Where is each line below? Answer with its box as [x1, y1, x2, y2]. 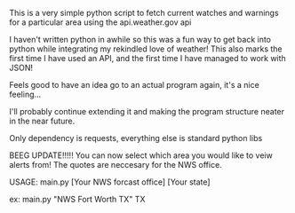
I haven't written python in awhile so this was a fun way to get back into [9, 35, 271, 44]
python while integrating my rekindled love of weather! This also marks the [9, 43, 283, 54]
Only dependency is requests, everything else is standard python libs [9, 133, 263, 143]
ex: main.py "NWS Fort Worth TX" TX [9, 194, 146, 204]
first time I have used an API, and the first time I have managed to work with [9, 53, 286, 63]
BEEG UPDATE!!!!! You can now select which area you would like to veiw [9, 150, 273, 161]
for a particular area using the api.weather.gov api [9, 17, 192, 28]
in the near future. [9, 115, 76, 126]
